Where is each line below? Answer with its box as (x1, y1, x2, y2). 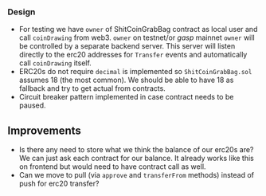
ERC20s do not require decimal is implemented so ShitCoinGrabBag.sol (18, 67, 252, 76)
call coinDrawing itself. (18, 58, 92, 68)
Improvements (7, 123, 81, 137)
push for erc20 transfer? (18, 178, 100, 189)
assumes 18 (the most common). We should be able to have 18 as (18, 75, 234, 85)
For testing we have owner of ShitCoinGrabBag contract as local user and (18, 25, 258, 34)
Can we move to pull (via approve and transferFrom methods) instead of (18, 171, 254, 180)
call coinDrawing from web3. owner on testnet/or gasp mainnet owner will (18, 33, 256, 42)
